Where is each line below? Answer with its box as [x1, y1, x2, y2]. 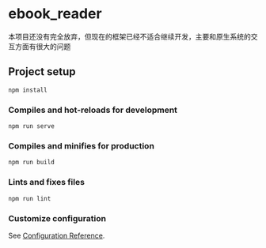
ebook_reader [8, 5, 102, 23]
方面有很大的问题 [14, 41, 71, 51]
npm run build [8, 159, 55, 167]
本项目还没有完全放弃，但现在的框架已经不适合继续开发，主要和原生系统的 [8, 32, 251, 41]
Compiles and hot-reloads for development [8, 104, 178, 115]
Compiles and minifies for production [8, 140, 154, 151]
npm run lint [8, 194, 51, 202]
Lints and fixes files [8, 177, 85, 188]
